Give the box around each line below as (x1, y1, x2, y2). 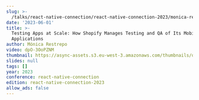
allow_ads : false (6, 85, 49, 91)
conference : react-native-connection (6, 74, 99, 80)
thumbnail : (6, 52, 33, 58)
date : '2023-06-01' (6, 19, 54, 25)
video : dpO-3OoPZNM (6, 47, 54, 53)
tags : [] (6, 63, 28, 69)
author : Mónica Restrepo (6, 42, 68, 48)
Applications (11, 36, 44, 42)
